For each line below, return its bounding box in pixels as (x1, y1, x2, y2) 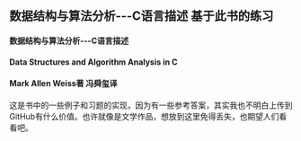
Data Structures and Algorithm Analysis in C (9, 57, 178, 67)
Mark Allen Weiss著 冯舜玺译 (9, 78, 118, 89)
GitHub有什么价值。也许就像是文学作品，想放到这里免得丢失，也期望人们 (9, 110, 279, 121)
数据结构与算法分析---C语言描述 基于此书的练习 (9, 8, 274, 24)
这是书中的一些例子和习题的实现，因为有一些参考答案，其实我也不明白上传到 (9, 100, 293, 110)
